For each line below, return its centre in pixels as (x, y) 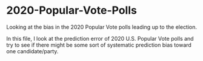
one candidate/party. (32, 51)
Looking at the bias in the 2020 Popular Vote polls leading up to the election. (102, 27)
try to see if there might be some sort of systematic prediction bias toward (99, 45)
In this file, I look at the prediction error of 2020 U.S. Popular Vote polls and (100, 38)
